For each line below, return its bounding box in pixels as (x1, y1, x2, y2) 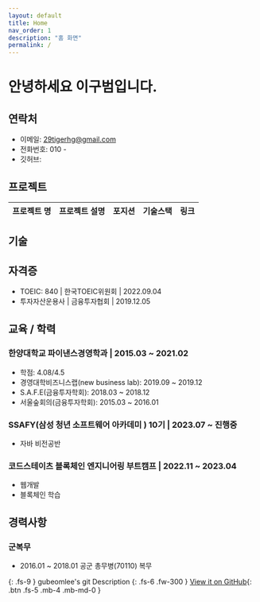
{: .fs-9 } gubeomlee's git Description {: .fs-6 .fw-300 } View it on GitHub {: (8, 577, 252, 587)
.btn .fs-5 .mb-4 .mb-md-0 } (8, 585, 101, 595)
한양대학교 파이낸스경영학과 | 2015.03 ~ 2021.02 (8, 348, 188, 359)
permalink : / (8, 41, 52, 49)
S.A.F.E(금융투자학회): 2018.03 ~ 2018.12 (19, 387, 150, 397)
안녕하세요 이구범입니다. (8, 78, 157, 96)
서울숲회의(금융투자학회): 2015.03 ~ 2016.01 (19, 397, 159, 406)
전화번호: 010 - (19, 145, 68, 154)
